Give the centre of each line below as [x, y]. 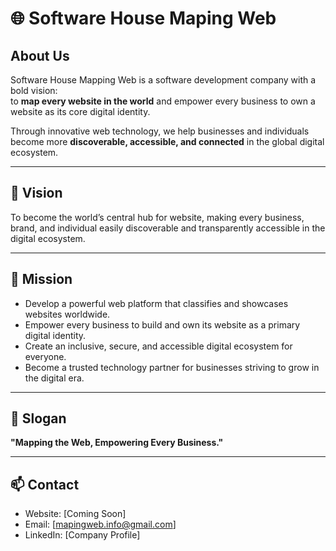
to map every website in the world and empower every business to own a [163, 101]
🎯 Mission [41, 279]
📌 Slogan [38, 418]
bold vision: [34, 90]
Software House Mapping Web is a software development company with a [163, 80]
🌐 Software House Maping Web [143, 18]
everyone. [45, 356]
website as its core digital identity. [80, 111]
